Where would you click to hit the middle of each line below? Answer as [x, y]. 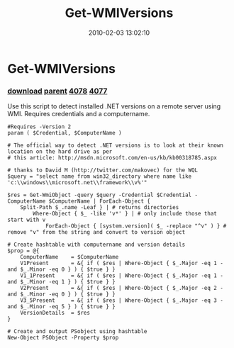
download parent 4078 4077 [57, 91]
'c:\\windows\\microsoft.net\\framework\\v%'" [77, 183]
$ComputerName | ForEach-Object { [100, 201]
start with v [27, 220]
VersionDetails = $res [55, 313]
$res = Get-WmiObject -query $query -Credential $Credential [100, 195]
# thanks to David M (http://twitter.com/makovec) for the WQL [103, 170]
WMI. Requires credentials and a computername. [79, 114]
